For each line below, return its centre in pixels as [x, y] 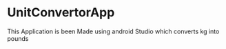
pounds [18, 38]
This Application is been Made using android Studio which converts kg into [113, 31]
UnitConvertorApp [61, 13]
